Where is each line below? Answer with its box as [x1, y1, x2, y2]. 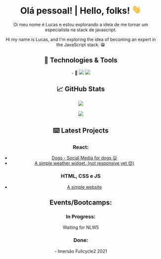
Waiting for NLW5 [62, 224, 99, 230]
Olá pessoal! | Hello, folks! [20, 5, 130, 16]
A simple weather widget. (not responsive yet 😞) [34, 160, 135, 166]
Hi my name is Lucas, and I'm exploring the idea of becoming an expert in [5, 37, 156, 43]
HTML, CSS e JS [61, 173, 101, 180]
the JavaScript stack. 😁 [56, 42, 106, 48]
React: [72, 144, 89, 150]
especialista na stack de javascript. [45, 27, 117, 33]
